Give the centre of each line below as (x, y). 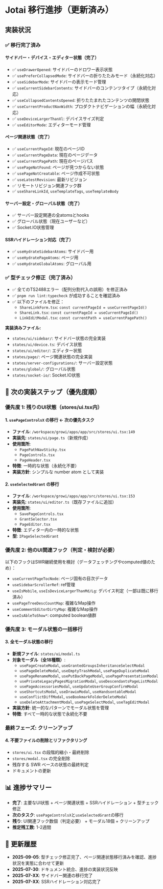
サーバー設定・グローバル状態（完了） (44, 203)
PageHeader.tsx (35, 460)
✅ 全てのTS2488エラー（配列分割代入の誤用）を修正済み (70, 289)
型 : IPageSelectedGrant (35, 536)
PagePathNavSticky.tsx (43, 450)
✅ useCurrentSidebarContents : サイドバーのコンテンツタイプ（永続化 (82, 88)
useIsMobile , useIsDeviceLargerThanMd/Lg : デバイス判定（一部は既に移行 (85, 591)
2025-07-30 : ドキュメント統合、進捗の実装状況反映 (65, 869)
